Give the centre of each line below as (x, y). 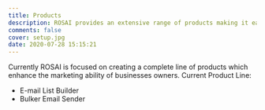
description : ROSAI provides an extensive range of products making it (128, 23)
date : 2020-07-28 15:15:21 (52, 45)
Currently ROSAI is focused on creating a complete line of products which (128, 67)
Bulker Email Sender (52, 99)
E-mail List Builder (49, 90)
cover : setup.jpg (37, 37)
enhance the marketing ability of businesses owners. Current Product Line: (130, 75)
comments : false (35, 30)
